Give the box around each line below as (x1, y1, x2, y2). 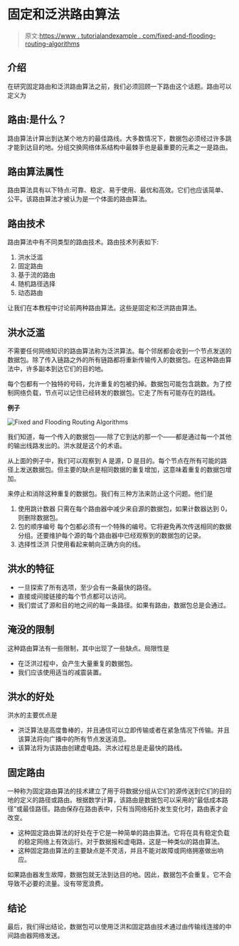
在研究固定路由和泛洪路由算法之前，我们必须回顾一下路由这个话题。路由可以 (7, 82, 232, 90)
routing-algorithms (24, 39, 80, 48)
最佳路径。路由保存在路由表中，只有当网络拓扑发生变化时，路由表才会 (22, 804, 229, 813)
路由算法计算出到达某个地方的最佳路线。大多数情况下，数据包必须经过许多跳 (7, 134, 232, 142)
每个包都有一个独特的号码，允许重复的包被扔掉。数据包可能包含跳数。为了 (7, 380, 225, 388)
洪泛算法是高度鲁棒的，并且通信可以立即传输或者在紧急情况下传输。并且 (17, 726, 230, 735)
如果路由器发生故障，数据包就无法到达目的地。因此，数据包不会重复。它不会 (7, 871, 232, 879)
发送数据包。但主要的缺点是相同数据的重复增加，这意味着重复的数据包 (19, 465, 225, 474)
